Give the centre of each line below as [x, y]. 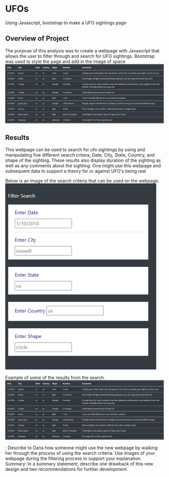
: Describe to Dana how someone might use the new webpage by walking [81, 448]
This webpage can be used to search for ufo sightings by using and [75, 150]
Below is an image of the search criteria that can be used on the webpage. [82, 181]
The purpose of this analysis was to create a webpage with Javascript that [82, 50]
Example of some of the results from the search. [55, 378]
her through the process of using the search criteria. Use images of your [80, 453]
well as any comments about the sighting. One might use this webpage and [83, 166]
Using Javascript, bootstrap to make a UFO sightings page [66, 23]
